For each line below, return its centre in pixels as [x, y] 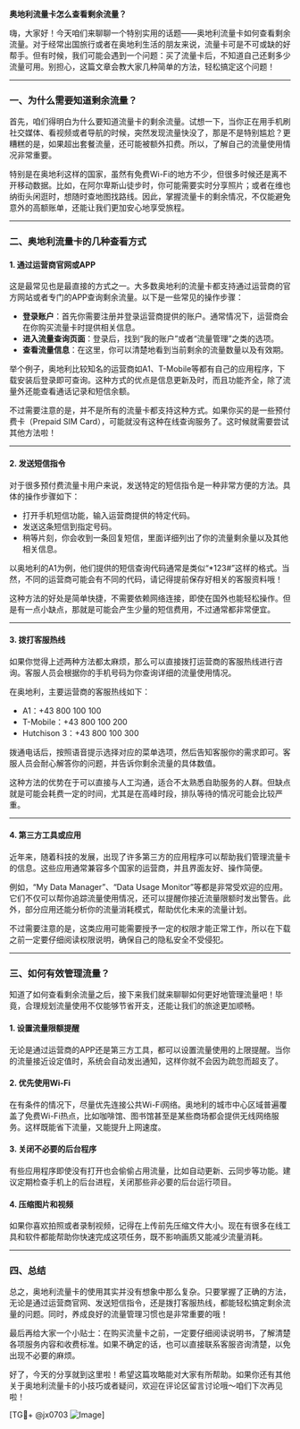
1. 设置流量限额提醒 [45, 1028]
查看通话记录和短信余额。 [87, 391]
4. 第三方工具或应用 [46, 835]
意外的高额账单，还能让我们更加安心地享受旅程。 [99, 208]
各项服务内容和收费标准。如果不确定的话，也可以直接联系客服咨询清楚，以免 [150, 1344]
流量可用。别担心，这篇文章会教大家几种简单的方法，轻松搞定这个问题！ [142, 67]
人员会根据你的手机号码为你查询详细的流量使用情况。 [138, 672]
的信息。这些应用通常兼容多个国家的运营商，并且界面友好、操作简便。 [138, 869]
